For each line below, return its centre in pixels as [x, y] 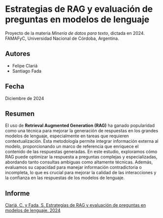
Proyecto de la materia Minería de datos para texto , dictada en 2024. [75, 33]
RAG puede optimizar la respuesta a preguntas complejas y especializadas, [81, 157]
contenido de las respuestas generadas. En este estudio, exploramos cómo [81, 152]
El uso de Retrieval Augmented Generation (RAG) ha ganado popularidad [80, 125]
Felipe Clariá [25, 65]
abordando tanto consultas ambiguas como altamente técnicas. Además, [79, 162]
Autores [18, 54]
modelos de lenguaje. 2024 [33, 211]
